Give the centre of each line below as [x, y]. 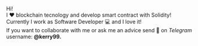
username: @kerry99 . [34, 36]
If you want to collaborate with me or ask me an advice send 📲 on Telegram [99, 30]
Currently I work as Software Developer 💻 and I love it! [74, 22]
